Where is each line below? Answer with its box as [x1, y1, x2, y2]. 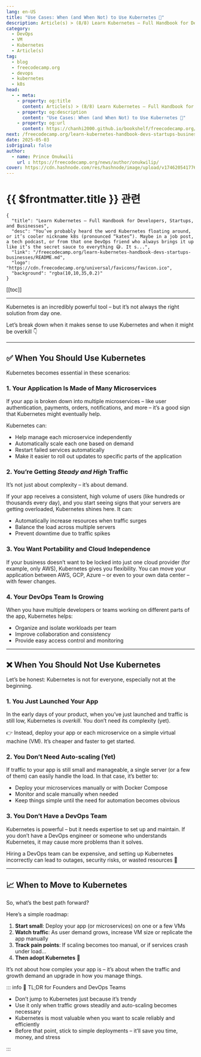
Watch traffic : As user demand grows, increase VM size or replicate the [14, 928, 193, 935]
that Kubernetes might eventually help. [6, 410, 102, 418]
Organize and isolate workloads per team [14, 624, 117, 632]
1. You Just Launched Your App [6, 697, 99, 705]
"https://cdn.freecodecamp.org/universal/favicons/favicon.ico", [6, 265, 172, 271]
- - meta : [11, 92, 36, 98]
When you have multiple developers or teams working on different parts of [6, 606, 190, 614]
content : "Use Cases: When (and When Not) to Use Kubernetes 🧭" [22, 114, 186, 120]
